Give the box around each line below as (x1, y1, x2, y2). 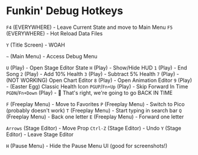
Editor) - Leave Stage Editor (6, 131, 74, 138)
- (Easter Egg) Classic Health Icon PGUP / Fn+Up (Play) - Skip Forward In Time (6, 83, 189, 90)
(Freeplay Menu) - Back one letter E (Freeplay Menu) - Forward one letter (6, 113, 184, 120)
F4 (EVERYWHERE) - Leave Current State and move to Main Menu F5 (6, 24, 173, 31)
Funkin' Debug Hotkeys (6, 4, 124, 18)
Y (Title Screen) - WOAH (6, 41, 65, 48)
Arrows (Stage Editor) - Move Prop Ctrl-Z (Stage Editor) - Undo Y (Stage (6, 124, 181, 131)
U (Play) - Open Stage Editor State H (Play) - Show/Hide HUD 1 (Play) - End (6, 64, 187, 71)
